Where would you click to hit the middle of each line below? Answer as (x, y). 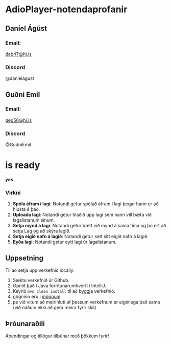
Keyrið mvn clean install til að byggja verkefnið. (64, 291)
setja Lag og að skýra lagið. (41, 231)
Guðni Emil (23, 94)
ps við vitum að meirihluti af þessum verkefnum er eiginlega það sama (86, 302)
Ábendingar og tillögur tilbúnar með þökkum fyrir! (57, 336)
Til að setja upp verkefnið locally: (40, 270)
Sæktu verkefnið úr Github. (41, 281)
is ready (23, 165)
